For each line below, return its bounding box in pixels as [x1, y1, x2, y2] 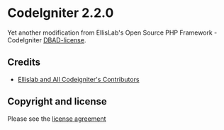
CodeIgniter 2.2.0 [7, 5, 114, 21]
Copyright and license [7, 95, 108, 107]
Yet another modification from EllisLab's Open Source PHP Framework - [7, 28, 218, 37]
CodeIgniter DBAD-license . [7, 35, 86, 44]
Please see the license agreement [7, 114, 106, 123]
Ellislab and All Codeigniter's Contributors [17, 75, 140, 83]
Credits [7, 57, 41, 69]
